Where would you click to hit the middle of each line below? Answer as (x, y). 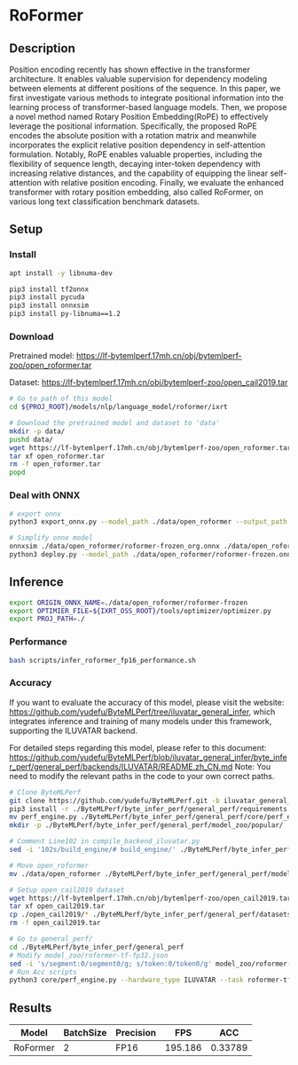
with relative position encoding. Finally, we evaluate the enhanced (163, 182)
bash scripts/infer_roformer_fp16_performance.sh (103, 660)
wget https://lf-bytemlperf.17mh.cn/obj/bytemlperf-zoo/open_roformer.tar (150, 448)
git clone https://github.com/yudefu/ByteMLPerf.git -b (114, 801)
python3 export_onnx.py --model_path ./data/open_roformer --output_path (149, 522)
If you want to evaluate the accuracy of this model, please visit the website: (147, 702)
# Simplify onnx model (51, 538)
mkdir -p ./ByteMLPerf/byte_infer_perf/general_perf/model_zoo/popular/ (146, 825)
